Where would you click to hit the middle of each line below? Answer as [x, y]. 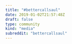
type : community [22, 24]
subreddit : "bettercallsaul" [36, 33]
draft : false [19, 19]
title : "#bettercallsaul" [33, 10]
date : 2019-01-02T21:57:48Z [35, 15]
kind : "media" [20, 29]
